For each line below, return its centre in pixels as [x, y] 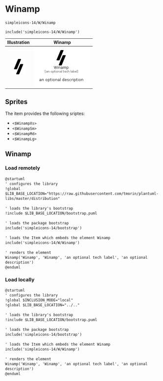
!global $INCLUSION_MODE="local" [39, 300]
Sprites [16, 102]
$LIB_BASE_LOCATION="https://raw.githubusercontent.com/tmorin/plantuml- [82, 193]
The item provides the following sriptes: [45, 113]
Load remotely [23, 168]
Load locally [20, 279]
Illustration [19, 42]
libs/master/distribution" [33, 198]
